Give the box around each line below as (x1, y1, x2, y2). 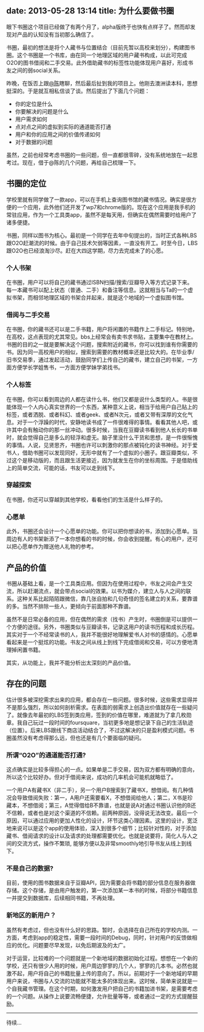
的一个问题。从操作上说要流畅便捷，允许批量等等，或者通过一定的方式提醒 (6, 992, 192, 1000)
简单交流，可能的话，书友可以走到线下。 (16, 464, 118, 471)
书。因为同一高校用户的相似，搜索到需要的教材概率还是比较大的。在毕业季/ (6, 348, 195, 356)
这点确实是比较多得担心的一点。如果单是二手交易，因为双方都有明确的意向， (6, 766, 198, 773)
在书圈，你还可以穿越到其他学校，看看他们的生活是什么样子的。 (6, 496, 166, 503)
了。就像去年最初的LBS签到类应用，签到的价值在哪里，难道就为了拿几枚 (6, 711, 187, 718)
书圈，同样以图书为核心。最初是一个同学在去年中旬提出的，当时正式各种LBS (6, 231, 197, 239)
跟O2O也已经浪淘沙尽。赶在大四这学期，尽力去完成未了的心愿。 (6, 246, 167, 254)
